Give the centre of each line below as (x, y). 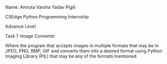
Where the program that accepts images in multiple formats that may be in (82, 46)
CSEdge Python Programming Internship (47, 17)
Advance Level (21, 26)
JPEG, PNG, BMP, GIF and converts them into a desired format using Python (84, 51)
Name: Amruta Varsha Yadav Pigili (40, 7)
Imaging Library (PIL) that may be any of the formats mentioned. (71, 56)
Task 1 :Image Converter (30, 36)
